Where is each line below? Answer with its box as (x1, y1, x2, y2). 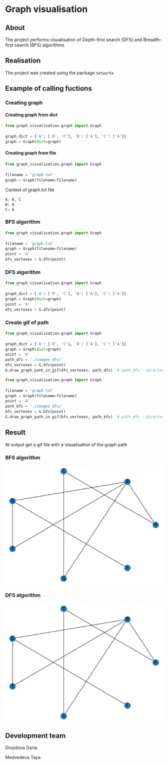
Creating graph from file (5, 150, 56, 156)
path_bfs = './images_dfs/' (5, 404, 64, 409)
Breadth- (143, 37, 162, 43)
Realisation (5, 57, 41, 65)
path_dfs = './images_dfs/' (5, 357, 64, 362)
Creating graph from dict (5, 112, 58, 118)
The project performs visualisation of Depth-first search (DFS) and (5, 37, 142, 43)
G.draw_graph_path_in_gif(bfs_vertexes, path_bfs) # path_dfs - (5, 414, 144, 420)
